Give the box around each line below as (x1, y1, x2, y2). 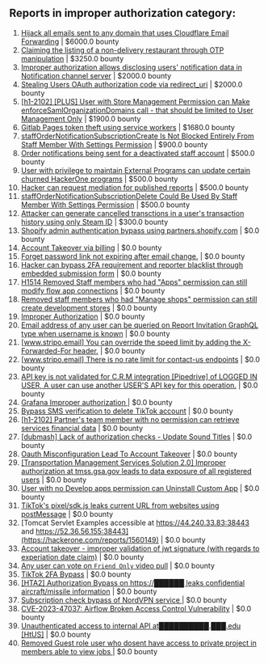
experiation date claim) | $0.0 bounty (20, 552, 144, 561)
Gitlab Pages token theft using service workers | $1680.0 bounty (20, 122, 235, 132)
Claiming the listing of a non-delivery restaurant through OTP (20, 44, 224, 55)
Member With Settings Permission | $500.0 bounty (20, 200, 191, 209)
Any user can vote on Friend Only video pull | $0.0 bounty (20, 560, 216, 570)
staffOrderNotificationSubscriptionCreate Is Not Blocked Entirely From (20, 131, 254, 141)
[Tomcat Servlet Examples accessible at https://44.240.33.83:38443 (20, 518, 249, 527)
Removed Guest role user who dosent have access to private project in (20, 638, 257, 648)
